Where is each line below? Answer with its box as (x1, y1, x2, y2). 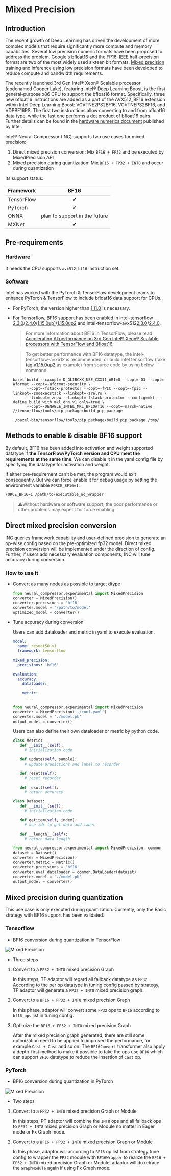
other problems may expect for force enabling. (17, 506, 116, 512)
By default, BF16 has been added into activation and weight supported (5, 445, 153, 451)
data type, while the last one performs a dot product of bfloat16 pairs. (5, 113, 152, 119)
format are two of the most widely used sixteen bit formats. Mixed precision (5, 59, 165, 65)
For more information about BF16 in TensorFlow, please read (25, 330, 152, 336)
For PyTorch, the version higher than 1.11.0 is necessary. (12, 304, 130, 311)
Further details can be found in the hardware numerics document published (5, 118, 164, 124)
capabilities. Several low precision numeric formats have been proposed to (5, 49, 163, 54)
